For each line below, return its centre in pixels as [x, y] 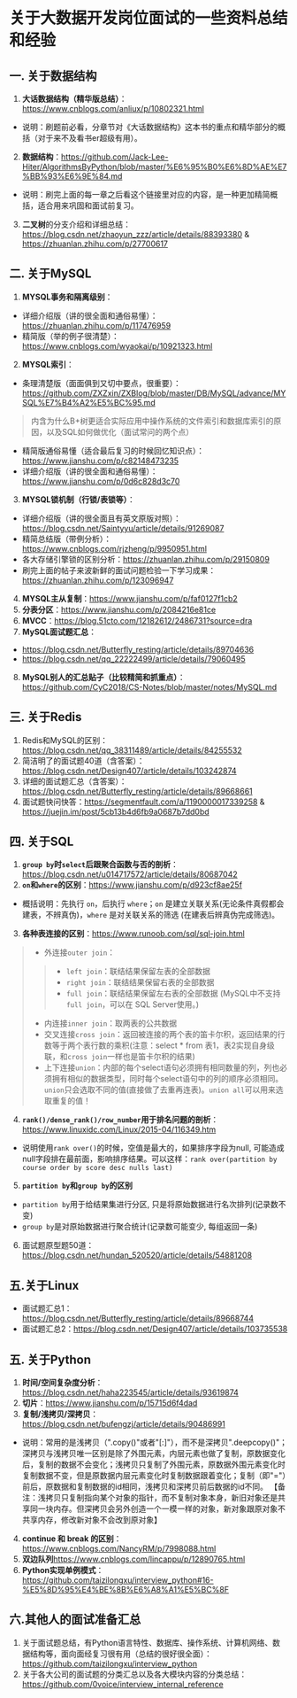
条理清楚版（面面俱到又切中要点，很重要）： [101, 383]
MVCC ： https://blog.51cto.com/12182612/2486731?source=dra [137, 620]
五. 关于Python [50, 1359]
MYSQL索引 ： [48, 364]
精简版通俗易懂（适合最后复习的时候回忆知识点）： [113, 450]
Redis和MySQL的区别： [65, 740]
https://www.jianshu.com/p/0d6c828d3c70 [101, 481]
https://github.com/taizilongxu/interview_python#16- [118, 1580]
